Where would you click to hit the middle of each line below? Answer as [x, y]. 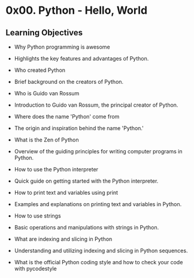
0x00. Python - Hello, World [77, 10]
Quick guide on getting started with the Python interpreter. [86, 181]
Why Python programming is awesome [62, 47]
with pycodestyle [36, 268]
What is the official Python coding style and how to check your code [98, 262]
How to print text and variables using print [66, 193]
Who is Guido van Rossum [47, 93]
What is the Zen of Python [46, 140]
